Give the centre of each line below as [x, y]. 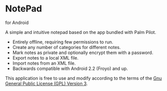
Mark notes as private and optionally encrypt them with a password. [83, 52]
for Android [17, 22]
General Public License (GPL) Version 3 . [46, 83]
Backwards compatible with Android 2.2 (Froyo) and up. [70, 68]
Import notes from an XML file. [44, 63]
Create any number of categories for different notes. [67, 47]
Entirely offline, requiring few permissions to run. [63, 42]
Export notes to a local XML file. [45, 57]
